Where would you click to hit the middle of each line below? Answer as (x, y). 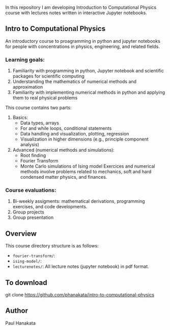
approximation (28, 87)
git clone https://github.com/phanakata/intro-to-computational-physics (80, 295)
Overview (21, 233)
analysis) (30, 145)
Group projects (28, 212)
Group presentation (33, 217)
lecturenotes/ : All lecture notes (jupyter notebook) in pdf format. (81, 266)
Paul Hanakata (20, 323)
